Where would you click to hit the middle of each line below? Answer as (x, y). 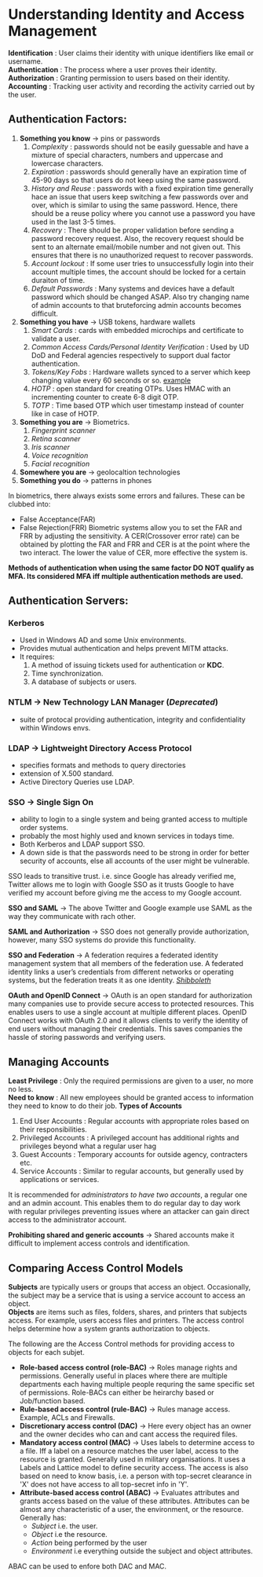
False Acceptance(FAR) (57, 519)
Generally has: (43, 1517)
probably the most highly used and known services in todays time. (127, 836)
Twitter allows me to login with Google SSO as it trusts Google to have (121, 884)
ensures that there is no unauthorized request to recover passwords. (142, 255)
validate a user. (56, 338)
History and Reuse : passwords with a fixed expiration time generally (142, 188)
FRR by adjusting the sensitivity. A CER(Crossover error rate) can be (129, 536)
